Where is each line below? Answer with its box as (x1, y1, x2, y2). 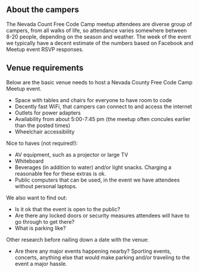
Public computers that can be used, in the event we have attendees (14, 176, 180, 183)
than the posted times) (14, 122, 71, 129)
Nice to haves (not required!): (6, 139, 78, 147)
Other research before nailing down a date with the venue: (6, 236, 149, 243)
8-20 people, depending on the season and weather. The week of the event (6, 33, 191, 40)
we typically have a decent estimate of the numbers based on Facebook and (6, 39, 194, 46)
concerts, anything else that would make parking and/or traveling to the (14, 253, 190, 261)
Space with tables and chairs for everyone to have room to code (14, 96, 172, 103)
